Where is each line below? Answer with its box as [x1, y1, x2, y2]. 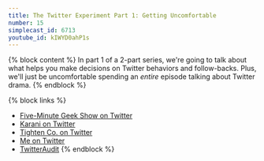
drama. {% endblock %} [8, 80, 87, 90]
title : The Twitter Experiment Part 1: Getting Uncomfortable [8, 11, 217, 20]
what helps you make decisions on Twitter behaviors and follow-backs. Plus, [8, 64, 257, 73]
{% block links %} [8, 95, 67, 105]
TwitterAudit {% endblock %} [19, 144, 115, 154]
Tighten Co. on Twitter [19, 128, 93, 137]
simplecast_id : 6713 [8, 26, 76, 34]
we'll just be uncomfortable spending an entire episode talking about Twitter [8, 72, 255, 81]
